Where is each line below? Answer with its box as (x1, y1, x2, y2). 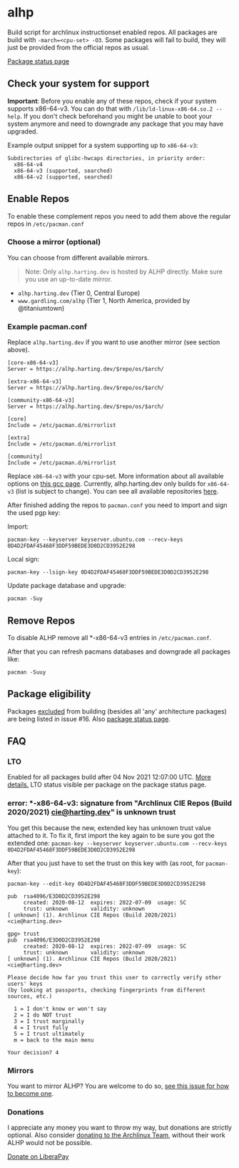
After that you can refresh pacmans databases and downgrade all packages (7, 647, 231, 656)
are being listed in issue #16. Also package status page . (7, 714, 171, 723)
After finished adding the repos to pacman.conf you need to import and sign (7, 501, 228, 509)
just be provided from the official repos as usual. (7, 43, 150, 51)
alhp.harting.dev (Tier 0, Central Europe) (17, 289, 141, 297)
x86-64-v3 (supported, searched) (14, 167, 113, 174)
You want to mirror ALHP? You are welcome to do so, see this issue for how (7, 1082, 230, 1090)
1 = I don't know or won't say (14, 1005, 107, 1012)
